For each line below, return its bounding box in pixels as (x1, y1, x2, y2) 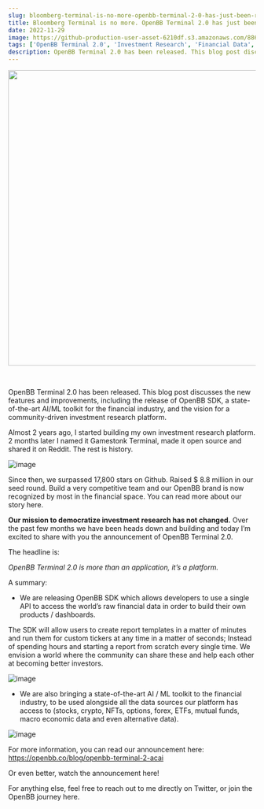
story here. (8, 500, 44, 509)
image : (8, 33, 30, 42)
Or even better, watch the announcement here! (8, 769, 159, 777)
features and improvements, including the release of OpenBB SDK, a (8, 395, 229, 405)
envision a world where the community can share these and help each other (8, 651, 255, 659)
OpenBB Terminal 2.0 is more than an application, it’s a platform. (8, 562, 218, 572)
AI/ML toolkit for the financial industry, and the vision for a (42, 404, 230, 414)
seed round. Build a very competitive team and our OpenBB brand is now (8, 484, 244, 492)
